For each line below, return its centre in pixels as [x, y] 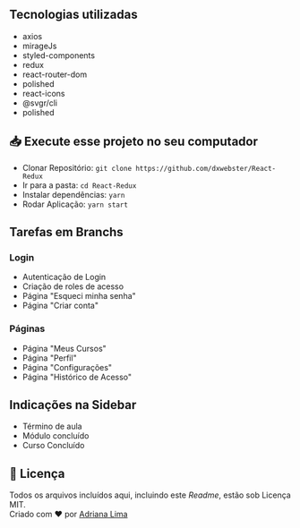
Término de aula [52, 426]
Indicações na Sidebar [73, 405]
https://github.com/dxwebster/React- [206, 168]
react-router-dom [55, 74]
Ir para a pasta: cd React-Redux [79, 185]
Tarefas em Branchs [66, 232]
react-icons [43, 93]
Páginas [27, 328]
